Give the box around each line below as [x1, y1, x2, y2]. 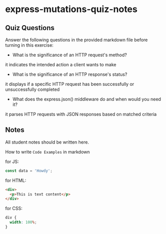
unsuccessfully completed [5, 86, 60, 92]
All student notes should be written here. [5, 139, 89, 145]
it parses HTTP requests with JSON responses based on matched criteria [5, 111, 157, 117]
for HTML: [5, 177, 27, 183]
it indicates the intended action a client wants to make [5, 62, 116, 67]
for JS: [5, 158, 19, 164]
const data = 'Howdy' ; [5, 168, 53, 173]
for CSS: [5, 205, 23, 211]
